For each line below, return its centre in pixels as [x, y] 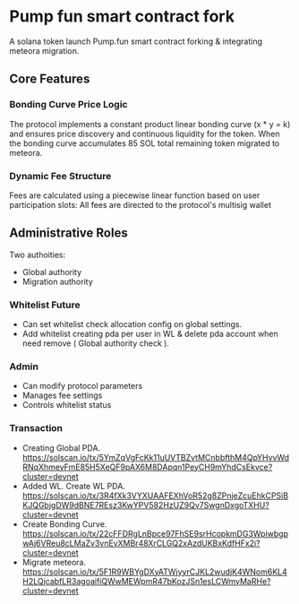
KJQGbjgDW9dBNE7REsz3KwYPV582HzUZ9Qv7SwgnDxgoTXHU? [146, 505]
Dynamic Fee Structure [60, 176]
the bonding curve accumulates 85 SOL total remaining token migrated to [145, 143]
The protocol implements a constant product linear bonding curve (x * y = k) [150, 124]
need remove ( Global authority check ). [96, 343]
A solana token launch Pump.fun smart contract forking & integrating [136, 41]
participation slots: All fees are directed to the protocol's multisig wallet [140, 204]
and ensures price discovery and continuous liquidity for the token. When [145, 134]
